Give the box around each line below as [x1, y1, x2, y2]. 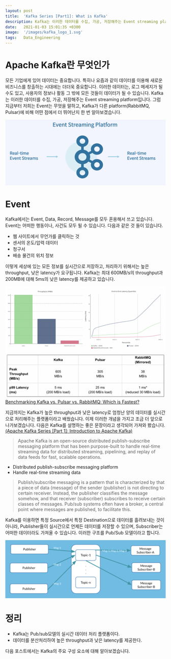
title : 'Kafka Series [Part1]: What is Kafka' [5, 13, 108, 19]
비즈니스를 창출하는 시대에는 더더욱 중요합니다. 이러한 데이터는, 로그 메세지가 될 [5, 83, 163, 89]
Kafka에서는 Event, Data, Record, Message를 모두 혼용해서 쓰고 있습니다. [5, 216, 154, 222]
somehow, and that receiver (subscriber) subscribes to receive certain [17, 496, 165, 502]
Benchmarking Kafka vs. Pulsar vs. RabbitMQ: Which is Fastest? [5, 399, 140, 405]
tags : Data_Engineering [5, 35, 60, 40]
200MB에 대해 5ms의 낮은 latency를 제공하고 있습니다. [5, 276, 116, 282]
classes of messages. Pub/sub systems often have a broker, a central [17, 501, 164, 507]
